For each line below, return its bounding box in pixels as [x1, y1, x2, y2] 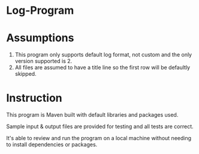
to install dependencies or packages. [6, 141, 98, 148]
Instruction [6, 91, 62, 105]
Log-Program [6, 4, 74, 17]
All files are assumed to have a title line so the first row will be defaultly [14, 64, 191, 71]
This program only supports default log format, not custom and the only [14, 51, 192, 58]
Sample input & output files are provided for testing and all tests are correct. [6, 123, 194, 130]
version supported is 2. [14, 58, 73, 65]
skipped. [14, 70, 37, 78]
